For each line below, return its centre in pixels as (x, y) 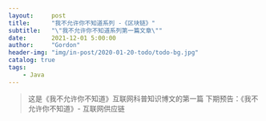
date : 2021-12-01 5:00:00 (62, 38)
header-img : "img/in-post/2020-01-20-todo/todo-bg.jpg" (103, 53)
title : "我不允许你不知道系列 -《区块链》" (82, 23)
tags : (17, 68)
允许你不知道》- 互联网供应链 (77, 108)
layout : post (37, 16)
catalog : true (32, 60)
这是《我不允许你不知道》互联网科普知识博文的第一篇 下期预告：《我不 (143, 98)
